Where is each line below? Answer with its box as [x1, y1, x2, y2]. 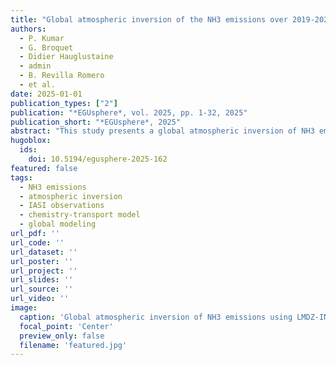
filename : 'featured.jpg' [19, 340, 128, 350]
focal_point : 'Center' [19, 321, 114, 331]
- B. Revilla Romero [19, 71, 105, 81]
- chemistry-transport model [19, 210, 141, 220]
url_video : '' [10, 294, 70, 304]
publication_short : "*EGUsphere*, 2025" [10, 117, 182, 127]
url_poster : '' [10, 256, 74, 266]
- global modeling [19, 219, 97, 230]
